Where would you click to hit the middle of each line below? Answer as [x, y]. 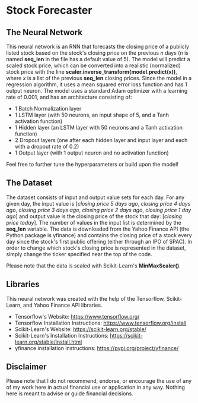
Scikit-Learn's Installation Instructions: [62, 335]
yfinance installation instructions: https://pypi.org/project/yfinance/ [97, 348]
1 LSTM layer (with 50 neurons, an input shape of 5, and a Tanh [92, 115]
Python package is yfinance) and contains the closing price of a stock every [99, 235]
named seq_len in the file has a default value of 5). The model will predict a [98, 59]
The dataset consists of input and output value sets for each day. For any [95, 197]
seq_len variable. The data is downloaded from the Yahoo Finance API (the [98, 229]
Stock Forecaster [49, 10]
